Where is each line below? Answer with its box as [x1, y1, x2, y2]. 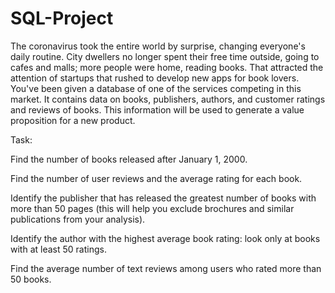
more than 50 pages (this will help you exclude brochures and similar [10, 202, 295, 214]
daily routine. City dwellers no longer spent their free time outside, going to [10, 50, 320, 62]
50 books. [10, 273, 52, 285]
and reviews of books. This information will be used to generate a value [10, 103, 305, 116]
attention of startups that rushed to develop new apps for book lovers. [10, 72, 300, 84]
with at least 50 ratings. [10, 243, 107, 255]
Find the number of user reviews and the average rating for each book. [10, 172, 303, 184]
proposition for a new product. [10, 114, 136, 126]
